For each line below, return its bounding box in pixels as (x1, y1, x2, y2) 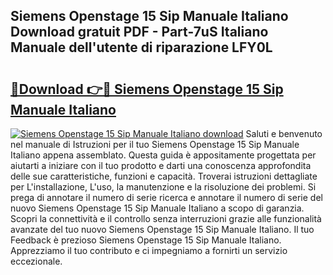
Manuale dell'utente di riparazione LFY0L (10, 39, 273, 56)
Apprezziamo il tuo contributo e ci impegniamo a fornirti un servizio (10, 245, 288, 256)
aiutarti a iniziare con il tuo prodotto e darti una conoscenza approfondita (10, 160, 312, 171)
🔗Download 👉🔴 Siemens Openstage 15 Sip (10, 80, 284, 98)
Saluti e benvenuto (245, 128, 323, 139)
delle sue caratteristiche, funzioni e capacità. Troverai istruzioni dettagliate (10, 170, 318, 182)
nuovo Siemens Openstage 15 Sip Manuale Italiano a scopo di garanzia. (10, 202, 305, 214)
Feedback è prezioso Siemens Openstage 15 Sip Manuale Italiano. (10, 234, 282, 246)
